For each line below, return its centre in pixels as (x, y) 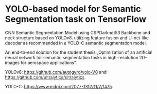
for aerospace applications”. (49, 63)
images (12, 63)
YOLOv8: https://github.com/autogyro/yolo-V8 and (56, 72)
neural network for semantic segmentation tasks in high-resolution (72, 57)
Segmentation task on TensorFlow (76, 19)
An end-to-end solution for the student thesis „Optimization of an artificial (79, 52)
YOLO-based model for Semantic (73, 9)
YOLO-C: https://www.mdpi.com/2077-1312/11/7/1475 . (59, 86)
